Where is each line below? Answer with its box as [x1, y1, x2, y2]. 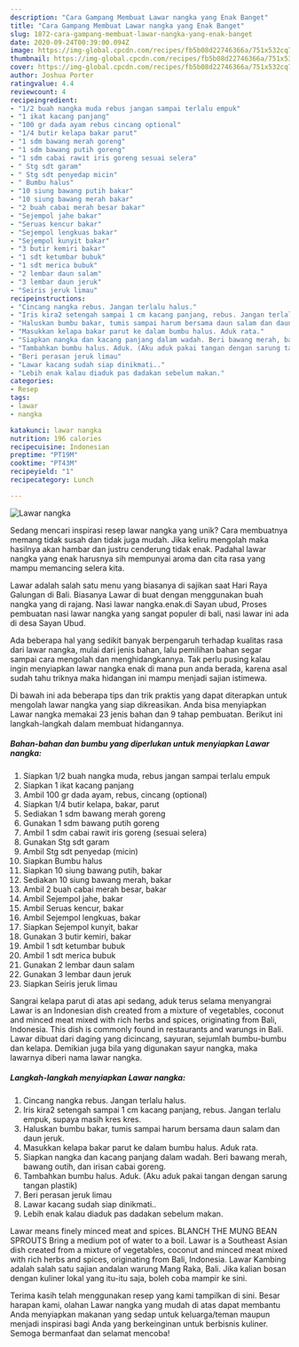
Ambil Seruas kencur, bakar [22, 902, 124, 913]
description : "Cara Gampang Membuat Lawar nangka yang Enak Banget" [10, 12, 269, 22]
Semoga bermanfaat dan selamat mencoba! [10, 1327, 170, 1338]
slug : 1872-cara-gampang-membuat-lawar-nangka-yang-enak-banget [10, 29, 253, 38]
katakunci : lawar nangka [10, 426, 102, 435]
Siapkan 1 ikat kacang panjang [22, 780, 134, 790]
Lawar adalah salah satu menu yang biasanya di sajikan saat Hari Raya [10, 580, 268, 590]
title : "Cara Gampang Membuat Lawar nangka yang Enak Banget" [10, 21, 245, 30]
